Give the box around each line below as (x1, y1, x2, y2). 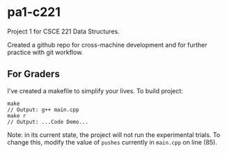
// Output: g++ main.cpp (7, 106, 79, 113)
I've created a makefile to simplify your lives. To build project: (7, 86, 183, 95)
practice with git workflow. (7, 48, 84, 56)
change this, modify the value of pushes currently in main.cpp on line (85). (7, 138, 217, 146)
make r (7, 112, 26, 119)
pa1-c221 (7, 4, 61, 20)
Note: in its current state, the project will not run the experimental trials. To (7, 130, 221, 139)
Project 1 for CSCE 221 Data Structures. (7, 27, 120, 35)
